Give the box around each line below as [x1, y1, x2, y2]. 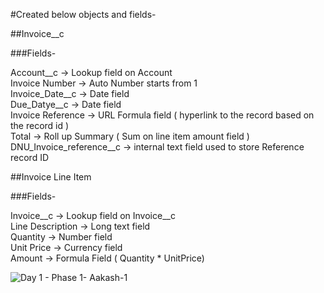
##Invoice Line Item [10, 171, 92, 183]
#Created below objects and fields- [10, 9, 157, 20]
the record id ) [10, 120, 70, 131]
